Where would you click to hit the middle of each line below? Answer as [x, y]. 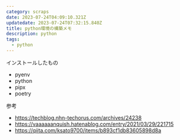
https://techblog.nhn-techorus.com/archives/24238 [78, 117]
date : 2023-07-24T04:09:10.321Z [46, 17]
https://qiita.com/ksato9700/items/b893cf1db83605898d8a [88, 130]
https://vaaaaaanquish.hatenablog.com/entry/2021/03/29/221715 [94, 124]
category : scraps [28, 12]
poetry [23, 94]
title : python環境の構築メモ [39, 28]
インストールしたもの [32, 63]
